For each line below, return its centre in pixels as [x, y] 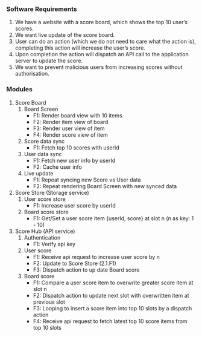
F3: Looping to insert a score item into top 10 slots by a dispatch [112, 308]
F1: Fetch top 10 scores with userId [76, 148]
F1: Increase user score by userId [74, 205]
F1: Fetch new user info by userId [74, 160]
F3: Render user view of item [69, 128]
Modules [20, 90]
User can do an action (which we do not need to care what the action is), [105, 42]
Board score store [46, 212]
